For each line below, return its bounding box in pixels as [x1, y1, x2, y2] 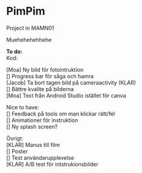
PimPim [6, 4, 45, 18]
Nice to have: [6, 103, 39, 110]
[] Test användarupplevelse [6, 154, 74, 161]
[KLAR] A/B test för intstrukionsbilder [6, 160, 98, 168]
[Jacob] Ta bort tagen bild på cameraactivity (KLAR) [6, 79, 137, 86]
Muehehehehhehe [6, 36, 52, 43]
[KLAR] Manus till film [6, 141, 60, 148]
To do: [6, 47, 23, 55]
